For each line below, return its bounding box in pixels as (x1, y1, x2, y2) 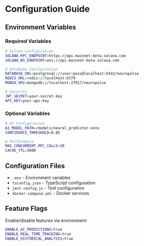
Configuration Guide (5, 3, 90, 15)
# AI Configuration (5, 121, 45, 126)
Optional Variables (5, 110, 50, 117)
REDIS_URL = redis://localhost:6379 (5, 76, 76, 81)
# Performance (5, 139, 34, 144)
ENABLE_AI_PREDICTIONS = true (5, 227, 63, 232)
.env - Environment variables (12, 174, 71, 180)
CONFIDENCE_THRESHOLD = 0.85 (5, 130, 60, 135)
